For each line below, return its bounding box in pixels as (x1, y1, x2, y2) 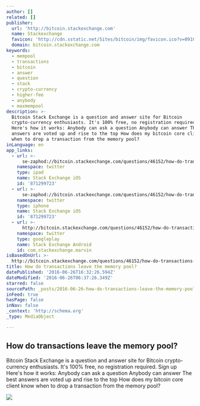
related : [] (6, 14, 36, 20)
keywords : (6, 48, 31, 54)
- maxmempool (11, 103, 44, 109)
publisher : (6, 20, 33, 26)
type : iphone (17, 203, 49, 209)
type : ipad (17, 169, 44, 176)
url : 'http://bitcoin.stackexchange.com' (11, 25, 116, 32)
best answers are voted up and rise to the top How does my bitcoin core (6, 376, 183, 383)
